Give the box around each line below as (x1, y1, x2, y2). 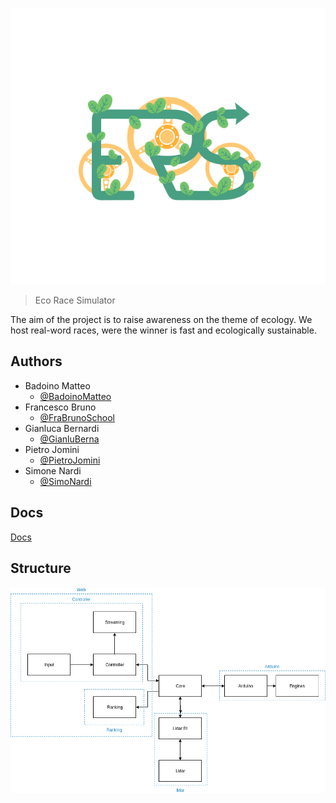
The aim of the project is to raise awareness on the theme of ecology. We (10, 314, 313, 326)
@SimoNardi (39, 475, 92, 487)
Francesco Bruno (24, 401, 97, 413)
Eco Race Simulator (34, 294, 116, 307)
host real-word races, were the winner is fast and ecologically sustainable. (10, 324, 317, 337)
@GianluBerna (39, 433, 100, 445)
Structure (10, 560, 72, 577)
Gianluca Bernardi (24, 422, 100, 434)
